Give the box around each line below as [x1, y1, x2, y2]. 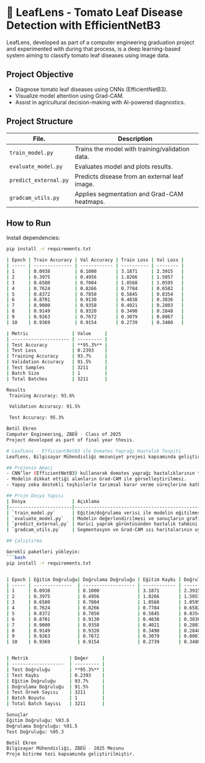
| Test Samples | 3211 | [6, 364, 108, 371]
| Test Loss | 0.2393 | [6, 347, 108, 353]
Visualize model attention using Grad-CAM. [15, 92, 124, 99]
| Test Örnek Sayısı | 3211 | [6, 689, 105, 695]
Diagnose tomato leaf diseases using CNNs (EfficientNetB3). [15, 85, 168, 93]
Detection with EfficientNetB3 [6, 18, 161, 32]
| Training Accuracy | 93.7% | [6, 353, 108, 360]
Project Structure [6, 116, 73, 127]
